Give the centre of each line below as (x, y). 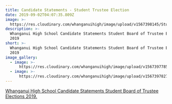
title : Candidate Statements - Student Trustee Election (67, 10)
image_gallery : (21, 57)
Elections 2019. (21, 96)
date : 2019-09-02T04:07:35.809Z (40, 15)
